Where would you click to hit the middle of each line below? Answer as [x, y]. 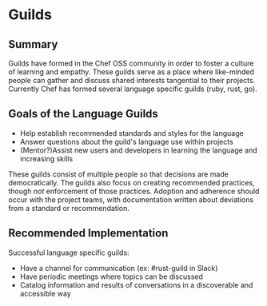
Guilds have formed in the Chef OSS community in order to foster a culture [131, 63]
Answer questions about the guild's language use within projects [126, 141]
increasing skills [46, 158]
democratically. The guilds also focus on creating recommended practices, [132, 182]
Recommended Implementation [88, 233]
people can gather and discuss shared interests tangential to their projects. [132, 80]
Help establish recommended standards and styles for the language [132, 133]
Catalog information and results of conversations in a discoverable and [136, 284]
